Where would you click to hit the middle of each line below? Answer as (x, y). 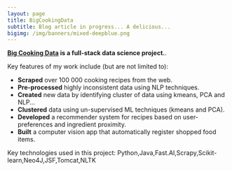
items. (26, 140)
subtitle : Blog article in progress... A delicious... (89, 27)
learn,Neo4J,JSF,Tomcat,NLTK (52, 161)
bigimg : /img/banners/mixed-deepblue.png (69, 33)
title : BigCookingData (40, 20)
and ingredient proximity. (90, 125)
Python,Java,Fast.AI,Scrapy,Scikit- (167, 153)
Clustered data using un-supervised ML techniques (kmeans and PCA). (121, 110)
